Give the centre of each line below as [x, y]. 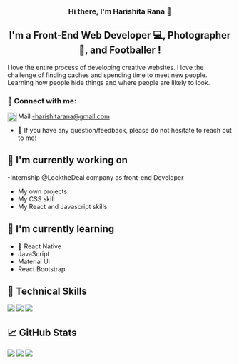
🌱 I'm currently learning [61, 229]
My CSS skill [36, 198]
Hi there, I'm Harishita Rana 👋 [120, 11]
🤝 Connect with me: [42, 101]
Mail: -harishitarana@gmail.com [64, 116]
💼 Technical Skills [47, 292]
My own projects [42, 191]
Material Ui [34, 261]
